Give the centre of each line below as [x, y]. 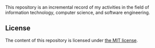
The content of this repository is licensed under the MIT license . [72, 40]
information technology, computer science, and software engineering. [77, 12]
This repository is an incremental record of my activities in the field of [77, 7]
